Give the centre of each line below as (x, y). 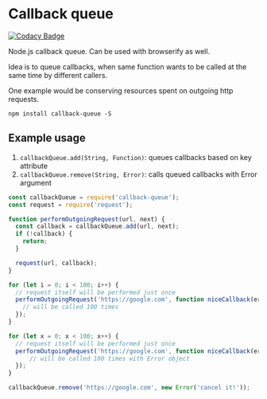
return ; (35, 241)
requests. (24, 99)
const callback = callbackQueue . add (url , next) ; (97, 227)
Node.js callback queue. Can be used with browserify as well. (109, 51)
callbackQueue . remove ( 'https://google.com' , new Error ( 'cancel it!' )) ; (129, 388)
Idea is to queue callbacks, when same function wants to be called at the (128, 66)
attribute (34, 166)
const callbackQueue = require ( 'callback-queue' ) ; (94, 197)
